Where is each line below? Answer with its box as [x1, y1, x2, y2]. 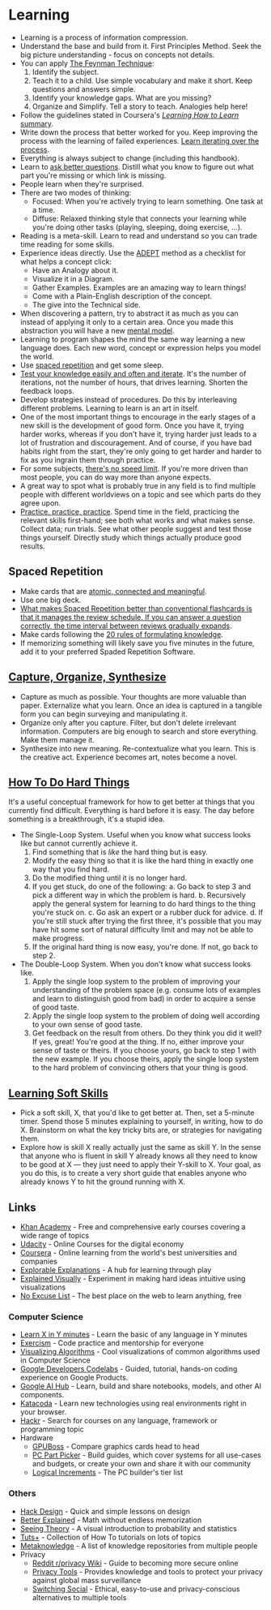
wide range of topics [19, 1231, 90, 1240]
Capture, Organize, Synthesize [8, 670, 167, 684]
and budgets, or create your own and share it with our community [32, 1459, 252, 1469]
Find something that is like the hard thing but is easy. [32, 847, 209, 857]
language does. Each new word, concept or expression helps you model [19, 342, 261, 352]
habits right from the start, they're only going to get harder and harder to [19, 446, 262, 456]
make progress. [32, 933, 85, 943]
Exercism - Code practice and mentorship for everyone [19, 1338, 205, 1348]
